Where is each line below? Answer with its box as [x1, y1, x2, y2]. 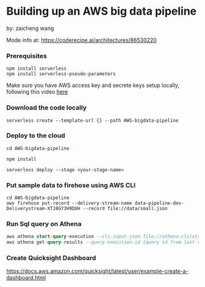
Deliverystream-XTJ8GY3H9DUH [6, 206, 81, 212]
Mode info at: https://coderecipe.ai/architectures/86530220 [6, 36, 157, 43]
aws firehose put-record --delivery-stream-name [6, 200, 132, 206]
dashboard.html [6, 274, 46, 281]
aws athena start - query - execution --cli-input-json [6, 234, 140, 240]
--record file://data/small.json [82, 206, 168, 212]
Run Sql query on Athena [6, 220, 82, 228]
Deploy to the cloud [6, 132, 65, 140]
